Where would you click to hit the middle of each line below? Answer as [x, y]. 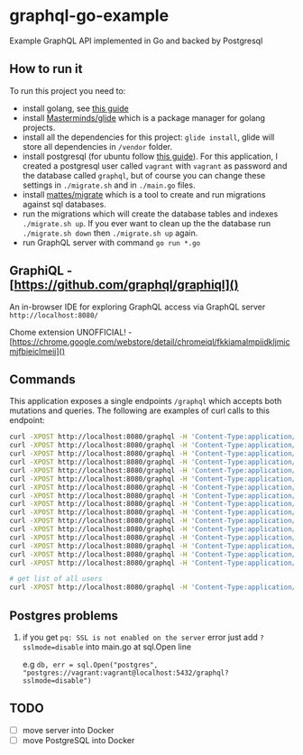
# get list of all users [56, 579]
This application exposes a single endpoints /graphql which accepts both [146, 401]
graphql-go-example [89, 16]
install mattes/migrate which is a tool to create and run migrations [144, 194]
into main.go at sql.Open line [138, 647]
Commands [43, 379]
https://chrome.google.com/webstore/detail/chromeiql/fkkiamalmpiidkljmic [151, 341]
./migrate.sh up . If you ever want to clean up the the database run [147, 223]
